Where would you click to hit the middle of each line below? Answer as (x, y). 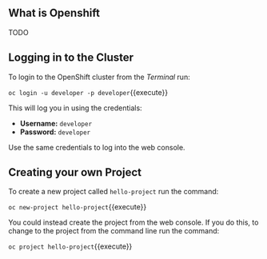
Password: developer (55, 132)
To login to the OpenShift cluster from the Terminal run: (99, 77)
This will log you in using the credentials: (75, 108)
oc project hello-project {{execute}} (70, 246)
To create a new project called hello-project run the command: (114, 192)
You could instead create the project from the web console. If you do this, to (133, 222)
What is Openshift (54, 13)
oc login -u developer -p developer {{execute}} (88, 92)
